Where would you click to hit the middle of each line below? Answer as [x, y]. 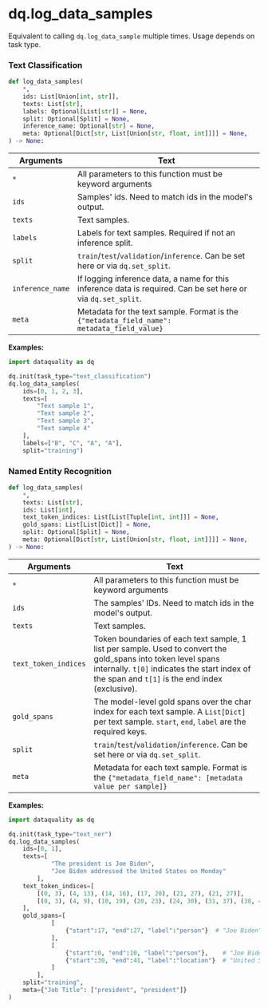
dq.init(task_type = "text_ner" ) [60, 834]
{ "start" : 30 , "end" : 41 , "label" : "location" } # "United [160, 960]
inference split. [105, 243]
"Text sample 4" [64, 429]
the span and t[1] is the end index [158, 678]
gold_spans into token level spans [157, 658]
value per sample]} [130, 786]
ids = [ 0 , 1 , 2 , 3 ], [53, 391]
